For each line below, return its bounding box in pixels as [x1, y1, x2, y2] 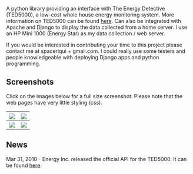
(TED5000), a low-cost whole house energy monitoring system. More [6, 11, 175, 18]
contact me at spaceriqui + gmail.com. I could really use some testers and [6, 48, 185, 55]
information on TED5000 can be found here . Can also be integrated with [6, 18, 181, 24]
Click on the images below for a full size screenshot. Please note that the [6, 92, 183, 99]
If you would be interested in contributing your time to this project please [6, 41, 182, 48]
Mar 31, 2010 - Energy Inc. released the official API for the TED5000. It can [6, 155, 187, 162]
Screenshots [6, 77, 54, 87]
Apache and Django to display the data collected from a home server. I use [6, 24, 187, 31]
